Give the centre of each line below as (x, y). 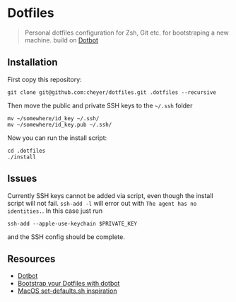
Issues (22, 179)
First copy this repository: (45, 79)
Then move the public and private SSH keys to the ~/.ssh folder (100, 105)
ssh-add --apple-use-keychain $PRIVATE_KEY (72, 223)
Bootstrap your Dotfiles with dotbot (69, 284)
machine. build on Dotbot (61, 40)
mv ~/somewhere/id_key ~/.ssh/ (53, 118)
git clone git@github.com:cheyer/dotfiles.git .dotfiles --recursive (112, 92)
